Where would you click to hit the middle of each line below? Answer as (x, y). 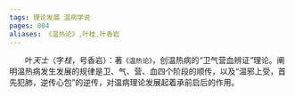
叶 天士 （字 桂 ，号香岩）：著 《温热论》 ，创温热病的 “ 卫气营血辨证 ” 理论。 (151, 60)
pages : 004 (29, 26)
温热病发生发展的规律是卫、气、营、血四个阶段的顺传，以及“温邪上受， (147, 71)
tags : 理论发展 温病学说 (50, 17)
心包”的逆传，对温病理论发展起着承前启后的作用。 (147, 83)
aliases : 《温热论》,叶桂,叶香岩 (65, 34)
